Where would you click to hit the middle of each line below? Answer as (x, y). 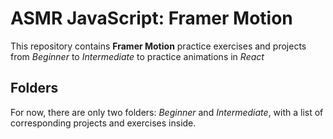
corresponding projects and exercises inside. (103, 123)
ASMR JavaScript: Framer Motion (151, 18)
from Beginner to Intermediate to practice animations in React (137, 56)
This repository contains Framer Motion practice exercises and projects (158, 46)
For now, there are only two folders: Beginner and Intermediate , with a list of (167, 112)
